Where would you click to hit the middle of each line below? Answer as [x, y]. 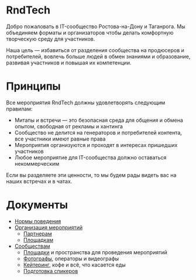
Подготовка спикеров [51, 271]
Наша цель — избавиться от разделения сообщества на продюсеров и [95, 50]
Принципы [33, 86]
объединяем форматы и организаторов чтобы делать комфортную [90, 32]
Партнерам [37, 233]
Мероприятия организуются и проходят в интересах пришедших [96, 145]
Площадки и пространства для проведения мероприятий [95, 252]
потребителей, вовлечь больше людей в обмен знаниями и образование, [98, 56]
